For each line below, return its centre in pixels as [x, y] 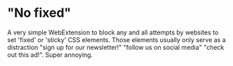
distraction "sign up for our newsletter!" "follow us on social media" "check [116, 47]
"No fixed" [39, 13]
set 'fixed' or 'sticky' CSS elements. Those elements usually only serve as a [116, 39]
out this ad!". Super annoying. [50, 55]
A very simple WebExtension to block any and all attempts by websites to [113, 32]
